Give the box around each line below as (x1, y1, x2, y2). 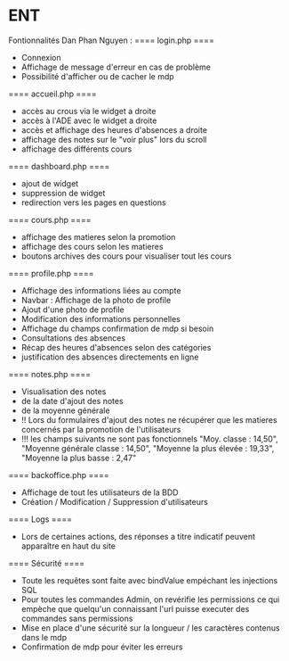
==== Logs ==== (8, 514, 73, 525)
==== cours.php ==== (8, 214, 92, 225)
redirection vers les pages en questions (20, 197, 166, 208)
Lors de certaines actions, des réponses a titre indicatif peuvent (20, 531, 255, 541)
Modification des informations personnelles (20, 313, 181, 324)
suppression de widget (20, 187, 106, 198)
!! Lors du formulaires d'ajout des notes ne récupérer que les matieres (20, 414, 277, 425)
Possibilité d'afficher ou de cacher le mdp (20, 70, 174, 81)
